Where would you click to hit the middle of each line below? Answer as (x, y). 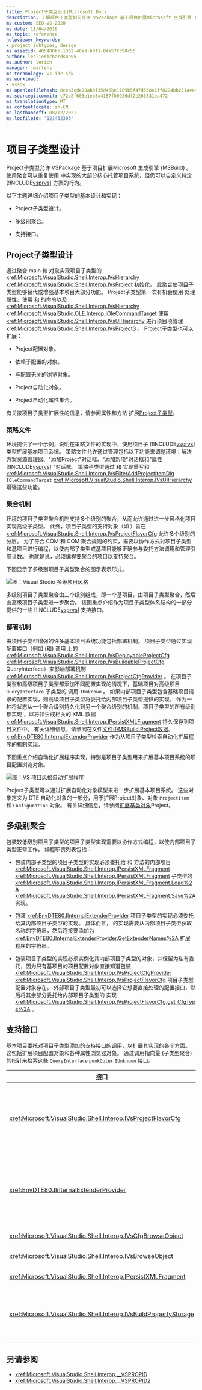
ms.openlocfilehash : (32, 90)
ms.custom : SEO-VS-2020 (36, 23)
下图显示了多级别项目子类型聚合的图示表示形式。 (67, 569)
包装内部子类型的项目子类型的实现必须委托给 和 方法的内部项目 (93, 862)
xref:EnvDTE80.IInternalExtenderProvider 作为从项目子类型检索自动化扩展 (97, 736)
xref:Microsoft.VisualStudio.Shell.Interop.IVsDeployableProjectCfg (88, 655)
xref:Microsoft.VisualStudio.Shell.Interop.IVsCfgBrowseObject (96, 1236)
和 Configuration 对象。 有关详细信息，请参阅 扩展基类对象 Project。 (90, 805)
